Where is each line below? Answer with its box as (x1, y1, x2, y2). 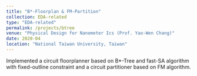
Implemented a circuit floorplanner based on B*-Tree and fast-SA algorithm (6, 57, 189, 64)
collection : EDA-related (6, 14, 67, 20)
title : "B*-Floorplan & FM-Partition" (6, 8, 101, 15)
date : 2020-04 (6, 36, 41, 42)
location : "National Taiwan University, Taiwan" (6, 42, 128, 47)
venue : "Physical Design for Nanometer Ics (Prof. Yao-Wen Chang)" (6, 30, 175, 36)
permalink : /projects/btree (6, 25, 75, 31)
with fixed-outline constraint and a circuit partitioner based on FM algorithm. (6, 63, 191, 70)
